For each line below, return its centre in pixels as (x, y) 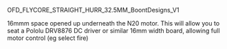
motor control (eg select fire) (48, 38)
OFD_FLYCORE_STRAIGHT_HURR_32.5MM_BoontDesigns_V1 (93, 10)
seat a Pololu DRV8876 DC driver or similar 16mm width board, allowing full (113, 31)
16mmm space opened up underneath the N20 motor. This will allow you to (113, 23)
